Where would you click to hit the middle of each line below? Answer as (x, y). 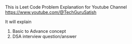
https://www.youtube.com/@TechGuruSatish (51, 12)
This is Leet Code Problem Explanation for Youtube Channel (66, 7)
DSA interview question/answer (44, 36)
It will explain (19, 22)
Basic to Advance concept (39, 31)
